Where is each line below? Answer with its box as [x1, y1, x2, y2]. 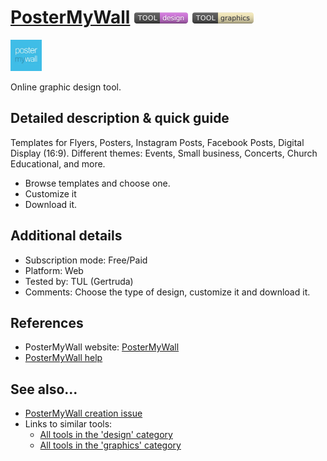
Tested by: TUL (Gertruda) [24, 275, 134, 287]
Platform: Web [24, 264, 84, 276]
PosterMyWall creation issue [24, 407, 143, 420]
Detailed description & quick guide [10, 110, 230, 127]
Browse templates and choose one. [24, 177, 171, 189]
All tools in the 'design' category [39, 429, 173, 441]
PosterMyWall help [24, 352, 103, 364]
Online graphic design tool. [10, 81, 122, 93]
